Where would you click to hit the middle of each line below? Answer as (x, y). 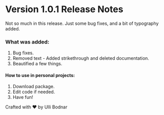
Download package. (34, 87)
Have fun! (23, 97)
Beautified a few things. (37, 64)
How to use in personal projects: (40, 75)
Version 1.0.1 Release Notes (64, 9)
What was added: (27, 42)
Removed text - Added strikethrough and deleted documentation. (81, 58)
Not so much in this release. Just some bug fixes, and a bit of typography (82, 23)
